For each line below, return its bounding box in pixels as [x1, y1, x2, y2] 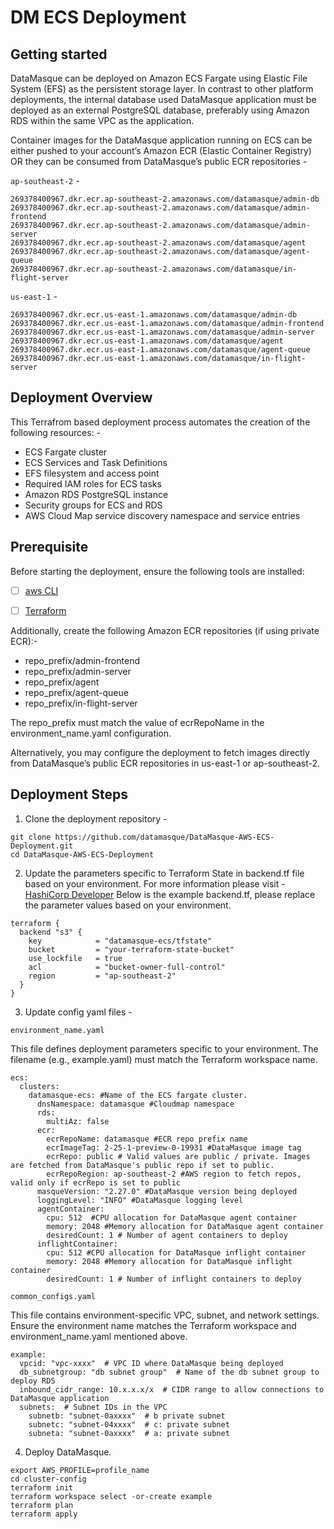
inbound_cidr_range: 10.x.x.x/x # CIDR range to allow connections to [19, 1384, 325, 1395]
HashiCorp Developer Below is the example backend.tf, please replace [24, 888, 316, 900]
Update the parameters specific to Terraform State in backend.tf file [24, 867, 305, 879]
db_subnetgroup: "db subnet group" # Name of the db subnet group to [19, 1367, 320, 1377]
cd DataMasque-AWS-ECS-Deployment [10, 849, 155, 860]
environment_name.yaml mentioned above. [10, 1330, 188, 1342]
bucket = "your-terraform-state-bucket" [28, 944, 235, 955]
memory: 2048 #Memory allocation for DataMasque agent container [46, 1221, 325, 1231]
